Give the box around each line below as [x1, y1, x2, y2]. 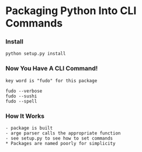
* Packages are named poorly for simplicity [5, 141, 116, 147]
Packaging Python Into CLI [5, 4, 137, 18]
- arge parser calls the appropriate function [5, 130, 121, 136]
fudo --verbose [5, 88, 43, 94]
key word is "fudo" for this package [5, 77, 98, 83]
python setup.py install [5, 51, 66, 57]
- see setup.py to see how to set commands [5, 136, 113, 141]
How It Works [5, 112, 45, 120]
